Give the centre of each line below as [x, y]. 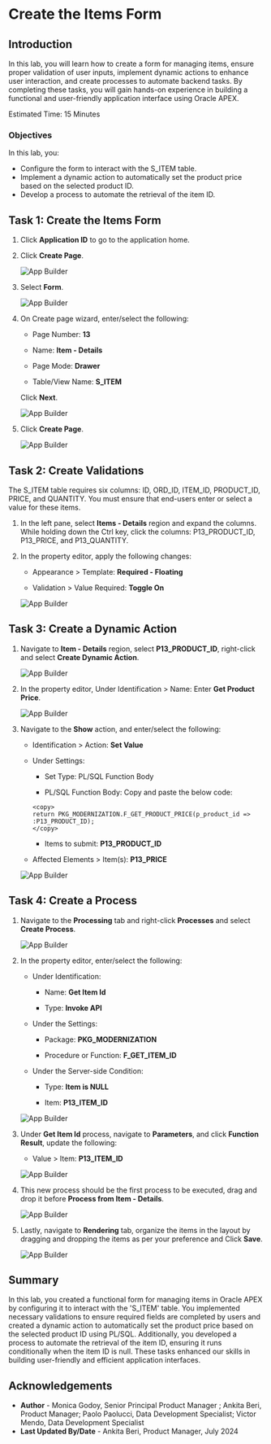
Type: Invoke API [73, 1008]
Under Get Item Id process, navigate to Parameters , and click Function [140, 1134]
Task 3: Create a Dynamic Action [92, 629]
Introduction [41, 44]
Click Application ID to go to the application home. [105, 240]
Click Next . [39, 398]
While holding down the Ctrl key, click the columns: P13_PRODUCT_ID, [138, 532]
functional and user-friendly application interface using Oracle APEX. [124, 98]
